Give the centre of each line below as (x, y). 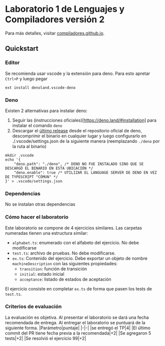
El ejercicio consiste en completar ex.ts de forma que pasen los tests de (79, 288)
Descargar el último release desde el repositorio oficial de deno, (77, 130)
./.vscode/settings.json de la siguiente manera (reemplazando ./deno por (86, 141)
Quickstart (22, 48)
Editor (13, 63)
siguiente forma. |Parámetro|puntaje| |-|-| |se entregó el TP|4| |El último (78, 328)
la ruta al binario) (29, 146)
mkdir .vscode (20, 155)
